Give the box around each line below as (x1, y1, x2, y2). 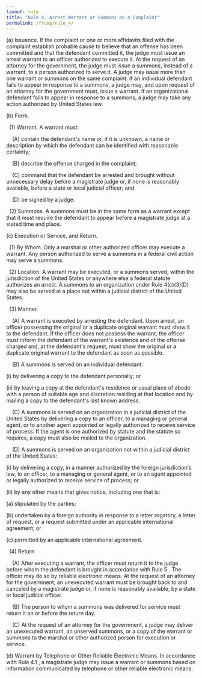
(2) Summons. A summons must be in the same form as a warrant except (8, 208, 191, 215)
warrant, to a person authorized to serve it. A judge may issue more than (6, 69, 186, 76)
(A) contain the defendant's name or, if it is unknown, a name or (11, 135, 170, 143)
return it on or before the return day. (6, 609, 96, 617)
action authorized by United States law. (6, 101, 103, 108)
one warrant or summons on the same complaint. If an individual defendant (6, 75, 192, 82)
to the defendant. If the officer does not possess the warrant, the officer (6, 330, 185, 337)
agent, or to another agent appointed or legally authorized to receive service (6, 421, 195, 429)
